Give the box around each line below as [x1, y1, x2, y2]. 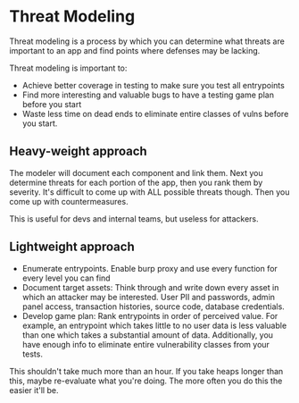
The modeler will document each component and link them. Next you [9, 167, 263, 178]
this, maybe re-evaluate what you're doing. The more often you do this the [9, 375, 283, 386]
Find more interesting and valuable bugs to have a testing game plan [21, 89, 275, 100]
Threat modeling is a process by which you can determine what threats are [9, 36, 286, 46]
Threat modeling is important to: [9, 63, 128, 73]
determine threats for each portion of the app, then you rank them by [9, 177, 263, 188]
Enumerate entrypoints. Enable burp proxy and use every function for [21, 263, 278, 273]
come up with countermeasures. [9, 196, 129, 206]
